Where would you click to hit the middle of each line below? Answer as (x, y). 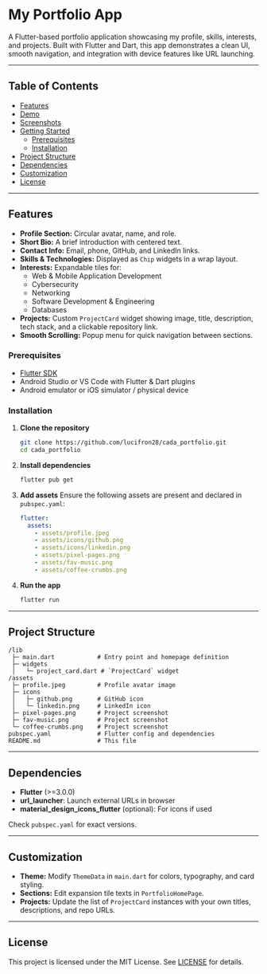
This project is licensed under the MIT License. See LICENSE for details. (126, 961)
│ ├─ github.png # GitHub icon (78, 699)
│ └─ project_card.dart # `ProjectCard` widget (95, 671)
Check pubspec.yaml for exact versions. (73, 825)
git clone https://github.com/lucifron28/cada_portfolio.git (123, 443)
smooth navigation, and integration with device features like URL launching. (132, 53)
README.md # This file (72, 741)
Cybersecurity (55, 284)
